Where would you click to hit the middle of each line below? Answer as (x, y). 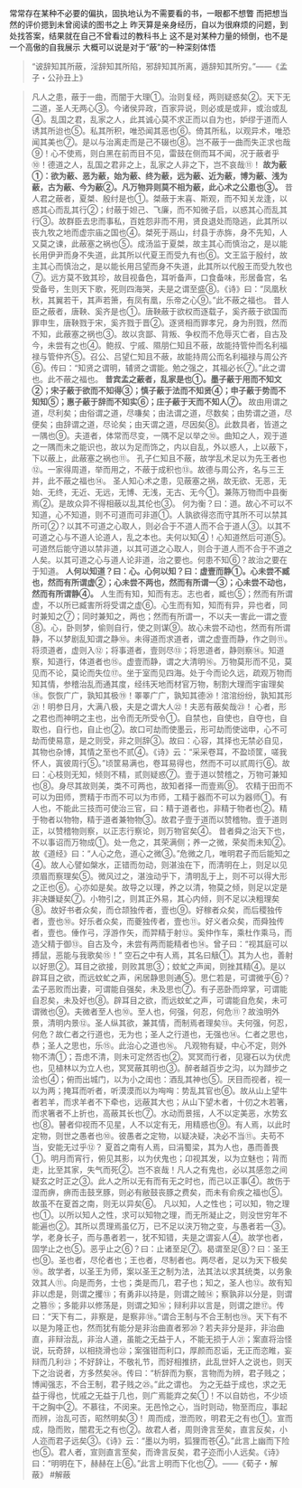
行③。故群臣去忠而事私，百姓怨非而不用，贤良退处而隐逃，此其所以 (160, 221)
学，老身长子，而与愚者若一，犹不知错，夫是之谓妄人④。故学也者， (160, 1237)
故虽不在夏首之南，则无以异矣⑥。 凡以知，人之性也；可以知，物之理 (160, 1203)
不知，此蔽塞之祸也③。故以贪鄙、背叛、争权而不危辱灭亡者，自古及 (160, 334)
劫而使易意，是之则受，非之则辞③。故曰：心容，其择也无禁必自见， (160, 740)
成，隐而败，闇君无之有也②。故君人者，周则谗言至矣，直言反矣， (156, 1429)
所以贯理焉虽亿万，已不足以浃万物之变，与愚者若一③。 (187, 1226)
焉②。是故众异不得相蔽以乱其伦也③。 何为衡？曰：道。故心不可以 (158, 503)
